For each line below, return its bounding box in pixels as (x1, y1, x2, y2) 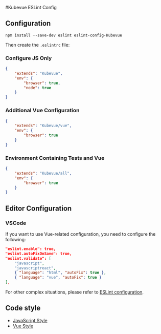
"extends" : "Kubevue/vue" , (14, 123, 72, 129)
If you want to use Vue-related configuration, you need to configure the (5, 231, 156, 237)
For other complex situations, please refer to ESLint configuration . (5, 289, 144, 295)
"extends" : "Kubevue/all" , (14, 171, 72, 176)
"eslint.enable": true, (5, 246, 56, 252)
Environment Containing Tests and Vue (5, 154, 105, 161)
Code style (5, 304, 41, 312)
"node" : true (24, 85, 52, 90)
